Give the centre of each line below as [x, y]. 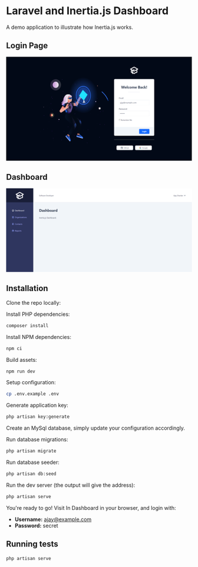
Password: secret [36, 525]
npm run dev [21, 371]
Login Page [27, 46]
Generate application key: [37, 406]
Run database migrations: [37, 440]
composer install [27, 325]
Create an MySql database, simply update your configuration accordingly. [96, 428]
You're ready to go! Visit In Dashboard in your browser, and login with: [91, 507]
